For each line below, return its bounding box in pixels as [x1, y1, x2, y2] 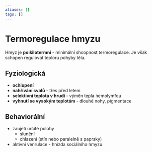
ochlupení [12, 82, 34, 88]
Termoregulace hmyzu [5, 33, 101, 45]
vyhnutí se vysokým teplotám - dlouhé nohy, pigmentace [12, 98, 132, 104]
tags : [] [5, 12, 23, 17]
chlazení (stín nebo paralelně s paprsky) [19, 136, 102, 142]
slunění [19, 131, 35, 137]
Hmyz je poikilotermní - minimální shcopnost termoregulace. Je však [5, 50, 148, 55]
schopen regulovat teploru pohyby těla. [5, 55, 86, 61]
